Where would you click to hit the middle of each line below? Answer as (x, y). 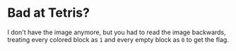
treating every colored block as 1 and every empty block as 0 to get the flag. (118, 39)
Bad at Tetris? (49, 13)
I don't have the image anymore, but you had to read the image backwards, (117, 32)
